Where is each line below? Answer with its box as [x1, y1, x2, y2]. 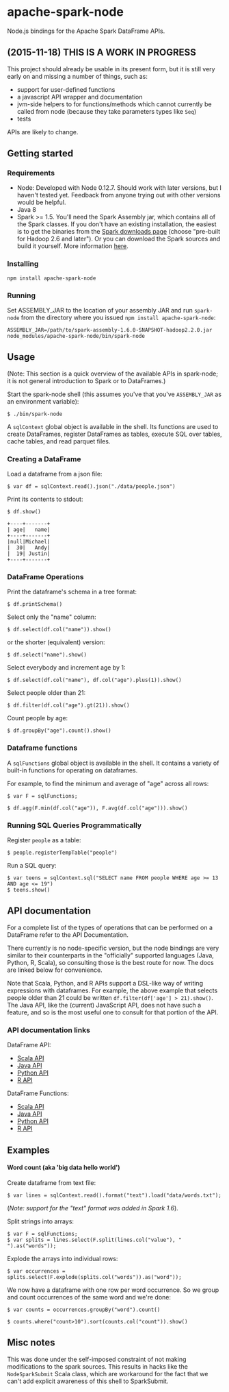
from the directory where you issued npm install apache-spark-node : [21, 313, 216, 322]
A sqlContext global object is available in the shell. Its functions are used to [7, 422, 219, 430]
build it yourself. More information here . [16, 242, 129, 250]
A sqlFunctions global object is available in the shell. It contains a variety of [7, 759, 219, 767]
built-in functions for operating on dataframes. [7, 766, 138, 774]
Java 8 [16, 206, 36, 214]
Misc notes [7, 1337, 56, 1349]
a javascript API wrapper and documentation [16, 93, 143, 101]
